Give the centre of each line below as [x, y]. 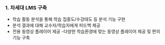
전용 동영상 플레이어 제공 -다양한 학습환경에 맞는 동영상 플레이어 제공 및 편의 [86, 32]
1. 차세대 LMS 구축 [26, 7]
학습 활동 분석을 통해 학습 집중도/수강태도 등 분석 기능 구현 [69, 19]
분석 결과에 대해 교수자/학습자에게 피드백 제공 [56, 25]
